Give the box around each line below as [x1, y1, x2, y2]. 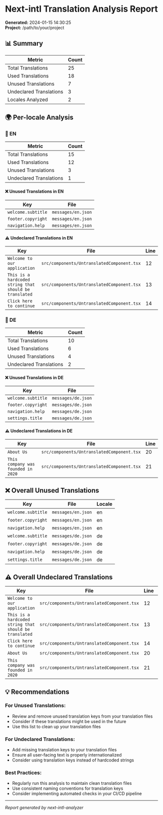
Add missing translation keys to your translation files [12, 747, 117, 753]
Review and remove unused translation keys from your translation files [12, 713, 153, 719]
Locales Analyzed [7, 96, 49, 103]
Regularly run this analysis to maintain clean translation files [12, 780, 132, 786]
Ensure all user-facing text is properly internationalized [12, 752, 122, 758]
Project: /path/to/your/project [5, 24, 65, 30]
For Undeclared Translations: [5, 736, 75, 742]
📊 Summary [5, 39, 43, 48]
